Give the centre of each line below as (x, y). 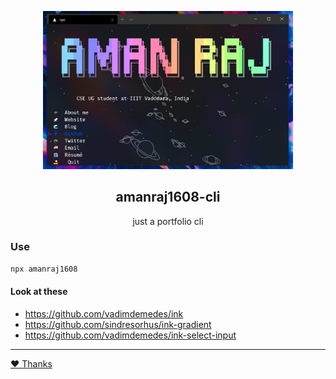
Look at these (39, 292)
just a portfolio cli (168, 221)
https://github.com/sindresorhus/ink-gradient (118, 324)
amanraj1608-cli (168, 197)
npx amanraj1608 (44, 269)
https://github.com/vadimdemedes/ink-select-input (130, 335)
